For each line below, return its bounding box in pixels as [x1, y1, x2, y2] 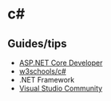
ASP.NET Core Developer [18, 58, 103, 67]
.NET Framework [18, 75, 75, 84]
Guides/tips [7, 37, 67, 50]
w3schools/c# [18, 67, 67, 76]
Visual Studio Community [18, 83, 103, 93]
